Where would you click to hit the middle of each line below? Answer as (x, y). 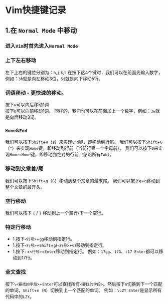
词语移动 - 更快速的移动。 (36, 93)
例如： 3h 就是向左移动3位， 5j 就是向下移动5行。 (54, 79)
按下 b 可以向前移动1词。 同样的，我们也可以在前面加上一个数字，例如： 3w (80, 111)
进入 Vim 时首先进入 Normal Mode (42, 46)
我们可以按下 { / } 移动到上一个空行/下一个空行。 (56, 213)
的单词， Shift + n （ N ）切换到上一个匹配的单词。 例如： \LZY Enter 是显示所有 (83, 290)
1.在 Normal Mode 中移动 (41, 30)
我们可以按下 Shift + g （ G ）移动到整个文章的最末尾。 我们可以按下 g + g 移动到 (82, 180)
